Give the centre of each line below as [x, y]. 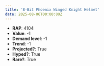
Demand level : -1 [30, 38]
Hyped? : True [26, 54]
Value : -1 [21, 33]
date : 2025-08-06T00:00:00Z [34, 14]
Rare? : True [24, 59]
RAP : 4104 [23, 28]
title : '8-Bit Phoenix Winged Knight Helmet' [52, 10]
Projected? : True [29, 49]
